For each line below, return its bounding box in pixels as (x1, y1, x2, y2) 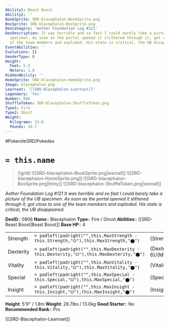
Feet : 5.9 (10, 63, 30, 68)
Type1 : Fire (5, 105, 30, 111)
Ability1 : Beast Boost (5, 7, 53, 13)
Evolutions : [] (5, 49, 37, 54)
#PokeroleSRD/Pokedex (5, 138, 55, 144)
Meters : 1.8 (10, 68, 35, 73)
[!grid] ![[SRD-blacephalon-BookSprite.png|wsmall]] (17, 170, 126, 176)
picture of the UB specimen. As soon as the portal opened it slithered (5, 196, 149, 202)
